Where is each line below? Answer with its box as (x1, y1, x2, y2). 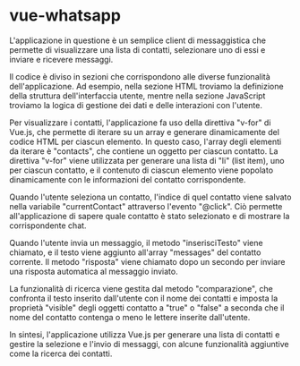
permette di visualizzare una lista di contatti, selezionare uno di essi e (9, 44, 266, 55)
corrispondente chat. (9, 220, 87, 231)
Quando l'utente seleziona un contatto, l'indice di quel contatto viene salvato (9, 192, 292, 202)
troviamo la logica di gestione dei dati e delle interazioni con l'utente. (9, 99, 262, 110)
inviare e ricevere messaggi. (9, 54, 114, 64)
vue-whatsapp (9, 5, 121, 26)
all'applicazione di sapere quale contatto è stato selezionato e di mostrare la (9, 210, 290, 221)
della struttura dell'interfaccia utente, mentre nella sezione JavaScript (9, 90, 266, 101)
